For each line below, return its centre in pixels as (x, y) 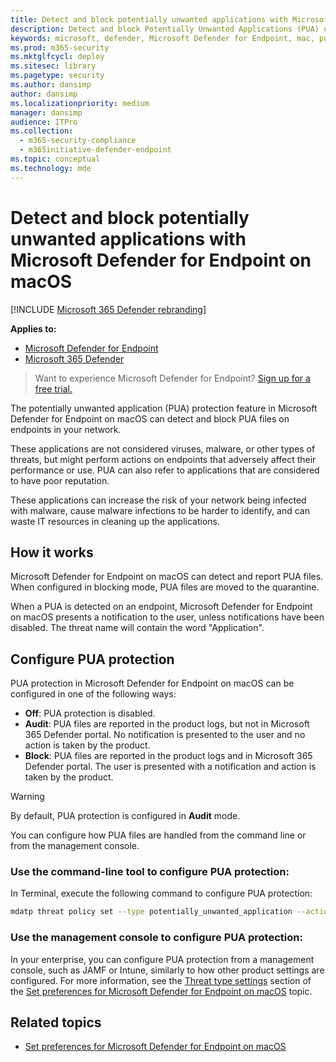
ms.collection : (42, 131)
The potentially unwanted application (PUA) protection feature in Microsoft (164, 408)
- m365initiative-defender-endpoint (95, 150)
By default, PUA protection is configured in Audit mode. (125, 816)
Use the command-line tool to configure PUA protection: (150, 872)
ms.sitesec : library (53, 66)
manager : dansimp (46, 112)
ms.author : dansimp (51, 85)
